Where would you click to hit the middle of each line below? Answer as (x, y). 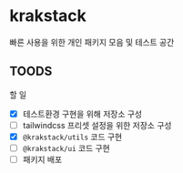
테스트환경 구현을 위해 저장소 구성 (82, 114)
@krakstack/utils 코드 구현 (72, 137)
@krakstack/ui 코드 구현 (66, 148)
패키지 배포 (42, 159)
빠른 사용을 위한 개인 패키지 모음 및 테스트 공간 (92, 42)
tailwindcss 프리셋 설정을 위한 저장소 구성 (97, 125)
